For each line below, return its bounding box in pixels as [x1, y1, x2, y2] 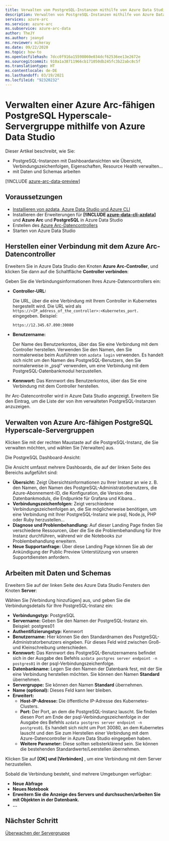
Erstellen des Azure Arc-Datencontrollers [12, 222, 98, 228]
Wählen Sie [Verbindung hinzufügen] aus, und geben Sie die [5, 597, 131, 603]
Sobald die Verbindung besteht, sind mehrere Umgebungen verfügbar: [5, 771, 152, 777]
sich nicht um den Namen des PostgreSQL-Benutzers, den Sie [12, 357, 141, 363]
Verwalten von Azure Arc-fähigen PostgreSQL [5, 418, 153, 427]
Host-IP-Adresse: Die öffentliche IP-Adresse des [20, 698, 122, 704]
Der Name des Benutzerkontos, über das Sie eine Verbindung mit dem [12, 341, 158, 347]
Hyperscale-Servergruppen [5, 426, 95, 434]
